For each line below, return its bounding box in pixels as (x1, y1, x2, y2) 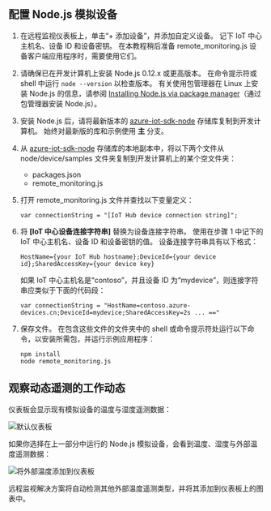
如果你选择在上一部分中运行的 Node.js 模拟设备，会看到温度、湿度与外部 (8, 439, 251, 449)
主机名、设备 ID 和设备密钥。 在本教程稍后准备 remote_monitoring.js (19, 41, 248, 50)
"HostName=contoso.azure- (104, 301, 192, 310)
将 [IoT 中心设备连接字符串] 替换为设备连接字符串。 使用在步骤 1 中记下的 (19, 226, 264, 236)
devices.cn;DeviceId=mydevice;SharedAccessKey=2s (19, 308, 192, 316)
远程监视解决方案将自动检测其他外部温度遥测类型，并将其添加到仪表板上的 (8, 483, 256, 493)
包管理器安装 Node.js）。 (19, 98, 102, 108)
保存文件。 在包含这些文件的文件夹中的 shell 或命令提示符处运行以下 (19, 324, 248, 333)
